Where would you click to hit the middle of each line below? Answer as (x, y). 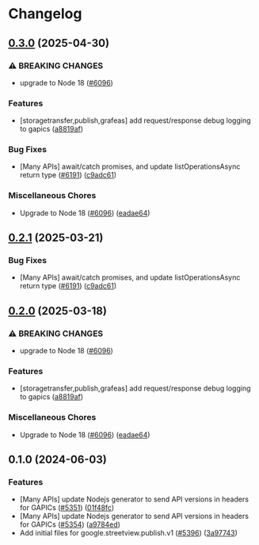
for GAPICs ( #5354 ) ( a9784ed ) (70, 524)
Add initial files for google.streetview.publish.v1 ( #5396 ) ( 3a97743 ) (128, 533)
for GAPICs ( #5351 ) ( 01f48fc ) (67, 508)
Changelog (45, 14)
